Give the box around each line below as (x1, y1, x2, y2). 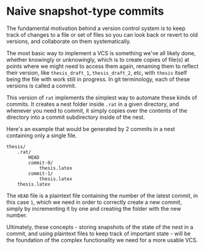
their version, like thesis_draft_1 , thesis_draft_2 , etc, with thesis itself (6, 69, 187, 76)
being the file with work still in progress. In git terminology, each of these (6, 75, 190, 83)
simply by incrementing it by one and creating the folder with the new (6, 205, 182, 212)
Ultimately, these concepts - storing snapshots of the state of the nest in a (6, 223, 194, 230)
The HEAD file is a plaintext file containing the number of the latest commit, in (6, 192, 198, 199)
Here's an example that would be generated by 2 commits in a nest (6, 125, 176, 132)
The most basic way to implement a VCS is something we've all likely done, (6, 49, 196, 56)
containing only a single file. (6, 132, 78, 139)
